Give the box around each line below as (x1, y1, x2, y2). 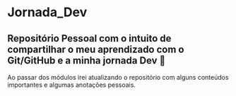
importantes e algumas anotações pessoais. (7, 80, 136, 89)
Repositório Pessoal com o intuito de (7, 32, 172, 44)
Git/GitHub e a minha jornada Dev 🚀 (7, 54, 166, 66)
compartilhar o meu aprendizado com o (7, 43, 184, 55)
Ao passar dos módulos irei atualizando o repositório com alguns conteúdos (7, 73, 229, 81)
